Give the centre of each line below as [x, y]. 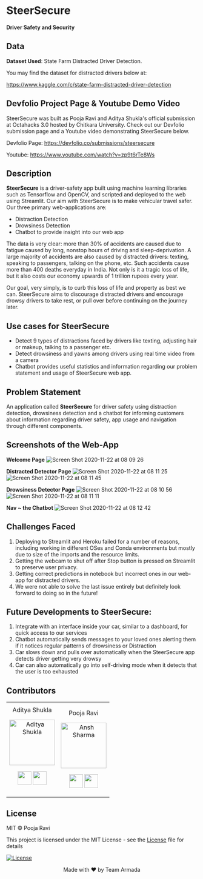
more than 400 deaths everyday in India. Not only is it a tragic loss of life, [98, 270]
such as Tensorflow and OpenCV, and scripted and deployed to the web [96, 195]
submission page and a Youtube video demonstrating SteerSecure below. [98, 131]
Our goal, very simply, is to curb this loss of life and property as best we [96, 288]
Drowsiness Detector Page [41, 489]
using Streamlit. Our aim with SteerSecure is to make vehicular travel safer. [99, 201]
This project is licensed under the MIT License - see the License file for [95, 840]
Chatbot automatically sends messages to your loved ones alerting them [105, 640]
